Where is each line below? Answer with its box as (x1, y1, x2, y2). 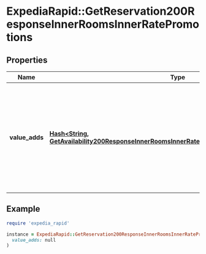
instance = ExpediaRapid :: (6, 231, 75, 237)
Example (6, 204, 40, 214)
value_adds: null (12, 237, 56, 243)
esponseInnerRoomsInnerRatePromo (6, 17, 200, 31)
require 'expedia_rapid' (6, 220, 70, 226)
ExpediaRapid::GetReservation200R (6, 4, 195, 18)
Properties (6, 55, 48, 65)
